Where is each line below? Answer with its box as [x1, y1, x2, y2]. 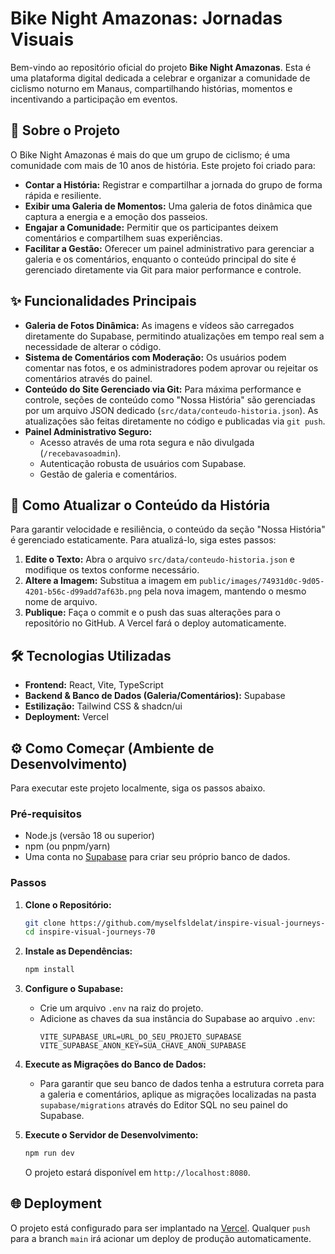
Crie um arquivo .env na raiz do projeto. [39, 1002, 204, 1014]
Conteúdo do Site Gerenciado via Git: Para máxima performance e [24, 383, 302, 395]
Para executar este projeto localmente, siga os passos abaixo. [10, 782, 266, 794]
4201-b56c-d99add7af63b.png [24, 587, 142, 597]
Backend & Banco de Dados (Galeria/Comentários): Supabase [24, 690, 286, 702]
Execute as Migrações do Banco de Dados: [24, 1058, 207, 1071]
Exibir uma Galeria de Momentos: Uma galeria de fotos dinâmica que [24, 200, 313, 212]
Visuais [10, 28, 75, 51]
